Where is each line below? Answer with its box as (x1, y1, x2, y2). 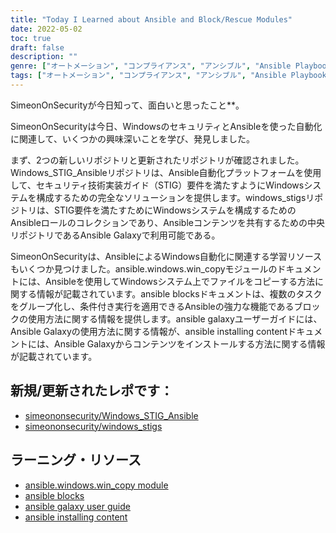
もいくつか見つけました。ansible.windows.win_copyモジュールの (10, 262, 278, 275)
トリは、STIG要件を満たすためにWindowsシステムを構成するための (18, 204, 297, 216)
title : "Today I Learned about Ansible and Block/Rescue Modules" (10, 14, 293, 25)
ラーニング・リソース (10, 452, 142, 469)
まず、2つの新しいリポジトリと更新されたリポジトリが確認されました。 (10, 154, 305, 166)
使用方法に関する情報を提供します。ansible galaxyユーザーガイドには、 (27, 312, 323, 325)
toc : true (10, 33, 52, 43)
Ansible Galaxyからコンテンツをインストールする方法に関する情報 (53, 337, 326, 350)
